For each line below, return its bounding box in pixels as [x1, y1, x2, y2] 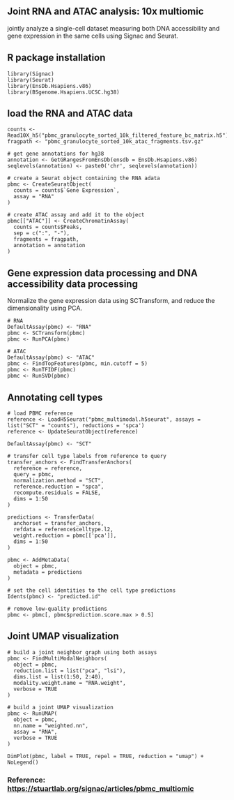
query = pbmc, [13, 471, 54, 478]
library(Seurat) [7, 76, 54, 83]
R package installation [7, 52, 106, 64]
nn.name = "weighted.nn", [13, 722, 89, 729]
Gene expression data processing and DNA [7, 267, 198, 279]
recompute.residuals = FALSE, [13, 489, 101, 496]
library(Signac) [7, 70, 54, 77]
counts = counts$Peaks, [13, 223, 82, 231]
